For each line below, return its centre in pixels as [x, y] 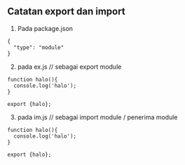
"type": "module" [39, 47]
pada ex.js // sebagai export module [69, 67]
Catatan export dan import [66, 12]
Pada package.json [45, 28]
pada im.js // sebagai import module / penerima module [97, 117]
